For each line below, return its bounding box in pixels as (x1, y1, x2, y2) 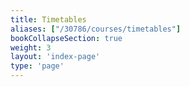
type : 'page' (10, 61, 65, 71)
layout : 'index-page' (10, 52, 101, 62)
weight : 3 (10, 42, 52, 53)
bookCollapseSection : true (10, 33, 123, 43)
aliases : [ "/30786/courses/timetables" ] (10, 24, 182, 34)
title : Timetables (10, 14, 87, 25)
